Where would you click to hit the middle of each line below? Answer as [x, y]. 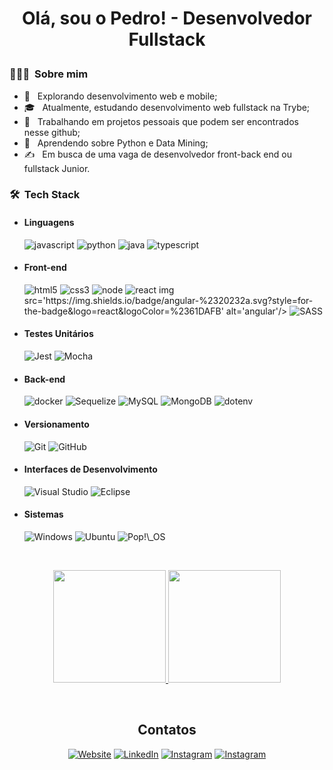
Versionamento [56, 424]
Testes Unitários [58, 334]
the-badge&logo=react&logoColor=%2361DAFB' [123, 311]
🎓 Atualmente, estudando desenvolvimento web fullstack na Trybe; [167, 107]
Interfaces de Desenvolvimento [90, 469]
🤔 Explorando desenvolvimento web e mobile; [120, 96]
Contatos [167, 730]
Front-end [45, 268]
